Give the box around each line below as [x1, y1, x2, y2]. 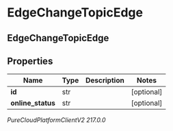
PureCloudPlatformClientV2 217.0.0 [7, 116, 106, 124]
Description [85, 75, 124, 85]
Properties [7, 55, 53, 67]
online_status [10, 98, 56, 108]
